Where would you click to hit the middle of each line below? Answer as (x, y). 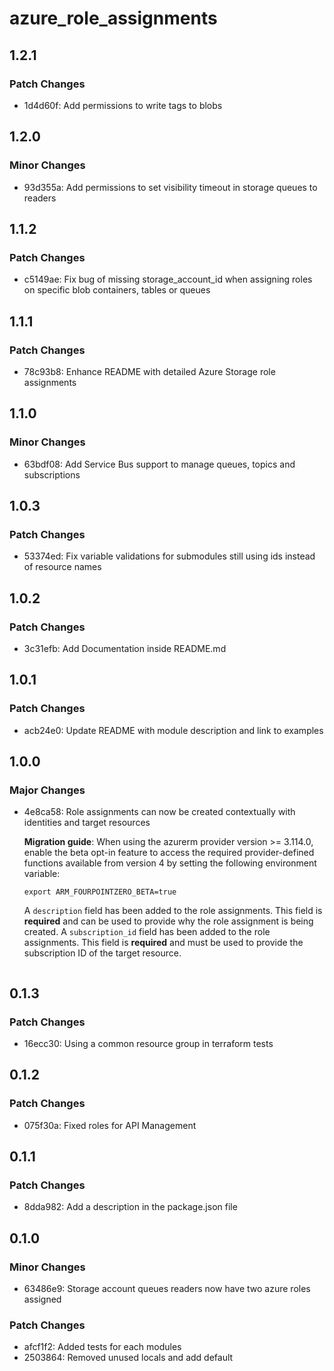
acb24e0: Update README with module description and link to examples (173, 730)
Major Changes (47, 790)
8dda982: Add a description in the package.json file (130, 1207)
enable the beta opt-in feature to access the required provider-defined (169, 853)
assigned (42, 1299)
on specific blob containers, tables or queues (117, 290)
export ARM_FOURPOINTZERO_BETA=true (100, 892)
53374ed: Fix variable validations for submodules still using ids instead (169, 556)
